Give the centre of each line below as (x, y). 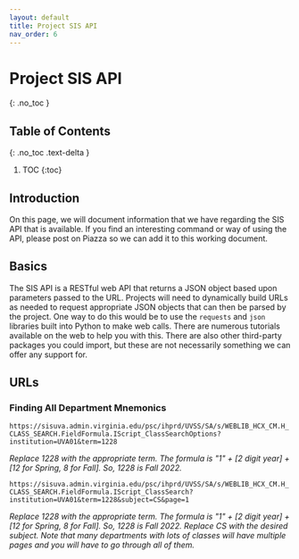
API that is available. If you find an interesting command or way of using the (148, 229)
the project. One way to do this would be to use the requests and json (137, 316)
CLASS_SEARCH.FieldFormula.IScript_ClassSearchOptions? (115, 434)
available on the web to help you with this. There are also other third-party (146, 335)
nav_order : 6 (33, 34)
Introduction (45, 198)
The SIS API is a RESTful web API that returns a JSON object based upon (143, 288)
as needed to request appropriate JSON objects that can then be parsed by (148, 307)
